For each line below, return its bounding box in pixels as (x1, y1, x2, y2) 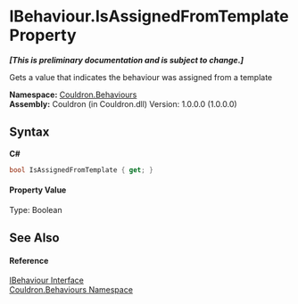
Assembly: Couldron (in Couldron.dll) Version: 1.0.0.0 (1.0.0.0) (9, 98, 238, 109)
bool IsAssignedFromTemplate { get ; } (9, 165, 153, 175)
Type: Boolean (9, 204, 62, 215)
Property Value (9, 185, 67, 195)
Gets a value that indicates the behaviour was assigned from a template (9, 71, 273, 82)
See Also (9, 230, 60, 246)
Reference (9, 255, 49, 266)
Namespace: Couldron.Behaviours (9, 89, 137, 100)
